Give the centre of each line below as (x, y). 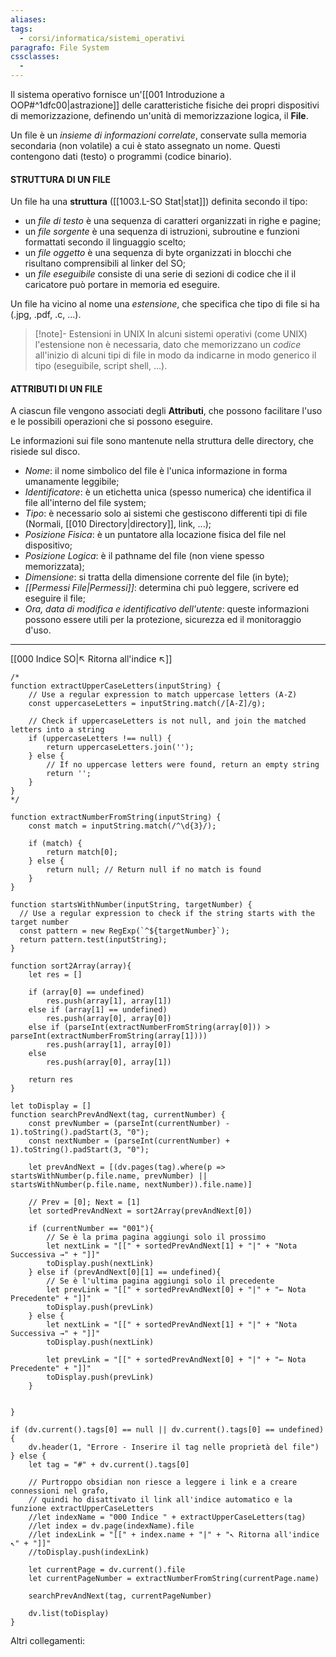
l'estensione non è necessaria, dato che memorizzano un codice (168, 345)
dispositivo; (48, 545)
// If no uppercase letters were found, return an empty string (183, 765)
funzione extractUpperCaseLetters (82, 1509)
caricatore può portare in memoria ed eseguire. (122, 285)
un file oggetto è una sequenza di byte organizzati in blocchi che (158, 253)
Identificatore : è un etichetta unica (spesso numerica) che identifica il (168, 492)
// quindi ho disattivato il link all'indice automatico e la (160, 1500)
